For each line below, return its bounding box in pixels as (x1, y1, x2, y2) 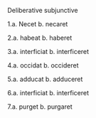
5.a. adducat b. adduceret (7, 75, 83, 83)
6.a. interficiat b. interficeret (7, 89, 89, 97)
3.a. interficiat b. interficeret (7, 48, 90, 55)
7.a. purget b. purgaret (7, 102, 73, 111)
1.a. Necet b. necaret (7, 20, 68, 28)
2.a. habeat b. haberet (7, 33, 73, 42)
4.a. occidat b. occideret (7, 61, 80, 70)
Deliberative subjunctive (7, 6, 78, 14)
